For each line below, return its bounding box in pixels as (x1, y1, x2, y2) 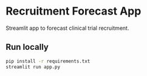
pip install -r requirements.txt (5, 58, 91, 64)
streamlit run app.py (5, 64, 61, 70)
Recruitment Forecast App (5, 4, 142, 18)
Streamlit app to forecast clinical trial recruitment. (5, 24, 129, 32)
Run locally (5, 42, 49, 52)
